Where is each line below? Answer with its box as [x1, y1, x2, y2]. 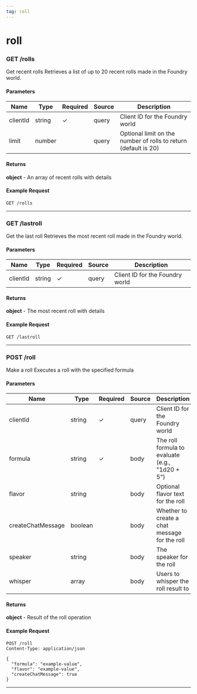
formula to [156, 444, 185, 452]
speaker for [156, 553, 188, 561]
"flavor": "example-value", [11, 666, 80, 672]
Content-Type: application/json [6, 645, 85, 652]
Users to [156, 570, 180, 578]
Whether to [156, 507, 188, 515]
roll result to [156, 585, 189, 593]
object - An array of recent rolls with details [6, 174, 112, 181]
